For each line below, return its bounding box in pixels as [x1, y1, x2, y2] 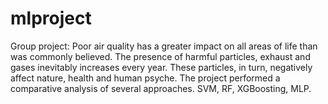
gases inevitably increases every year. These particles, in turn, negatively [10, 61, 313, 73]
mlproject [10, 7, 92, 30]
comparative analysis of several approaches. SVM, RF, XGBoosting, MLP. [10, 82, 312, 94]
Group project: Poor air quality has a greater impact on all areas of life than [10, 40, 318, 52]
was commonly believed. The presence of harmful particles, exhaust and [10, 50, 311, 62]
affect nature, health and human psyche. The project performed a [10, 72, 281, 84]
